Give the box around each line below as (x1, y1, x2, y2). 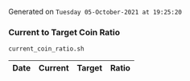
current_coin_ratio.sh (8, 45, 85, 53)
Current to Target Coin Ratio (8, 26, 121, 38)
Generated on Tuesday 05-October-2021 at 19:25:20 (8, 7, 183, 16)
